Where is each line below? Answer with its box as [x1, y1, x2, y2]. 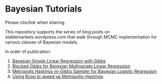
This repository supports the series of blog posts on [5, 29, 110, 34]
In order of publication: [5, 49, 51, 54]
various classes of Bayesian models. [5, 39, 79, 45]
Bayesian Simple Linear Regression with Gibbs [12, 58, 106, 64]
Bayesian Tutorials [5, 3, 82, 15]
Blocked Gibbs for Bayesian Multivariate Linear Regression [12, 63, 131, 69]
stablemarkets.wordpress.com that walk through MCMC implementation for [5, 34, 158, 40]
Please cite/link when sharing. [5, 19, 66, 25]
